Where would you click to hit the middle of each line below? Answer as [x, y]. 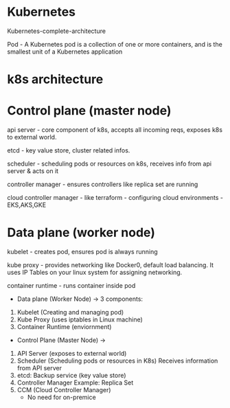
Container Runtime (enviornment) [64, 327]
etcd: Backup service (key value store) [71, 375]
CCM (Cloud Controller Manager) [64, 390]
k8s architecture [55, 79]
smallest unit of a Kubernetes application [65, 52]
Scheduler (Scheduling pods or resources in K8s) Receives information [117, 361]
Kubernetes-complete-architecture [57, 31]
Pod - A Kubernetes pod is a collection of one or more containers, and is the [115, 44]
